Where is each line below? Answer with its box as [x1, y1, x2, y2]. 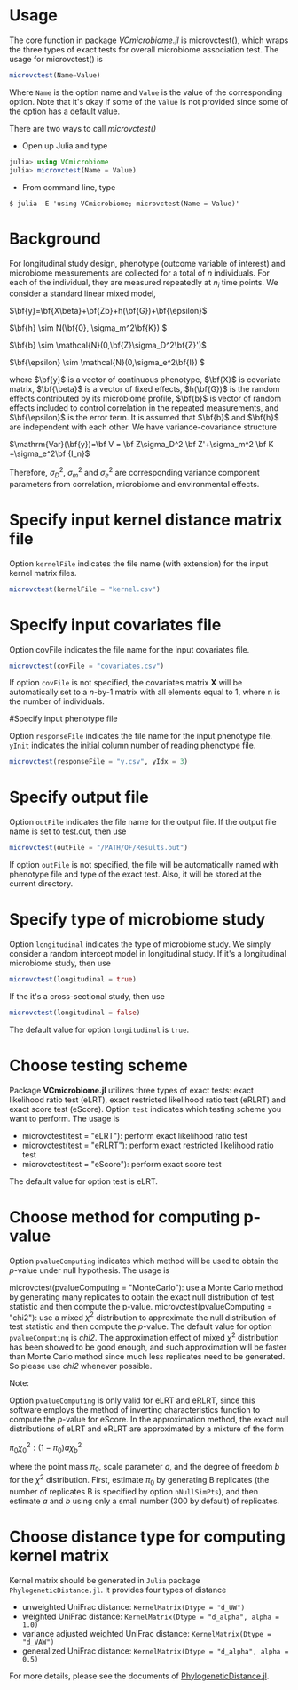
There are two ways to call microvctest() [9, 123, 157, 133]
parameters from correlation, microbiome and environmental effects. [9, 478, 260, 489]
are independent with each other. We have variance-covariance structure [9, 421, 278, 432]
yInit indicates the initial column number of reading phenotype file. [9, 740, 256, 751]
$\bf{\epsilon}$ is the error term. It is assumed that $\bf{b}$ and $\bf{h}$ [9, 412, 279, 423]
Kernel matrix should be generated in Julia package [9, 1574, 200, 1585]
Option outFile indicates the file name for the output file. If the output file [9, 817, 277, 828]
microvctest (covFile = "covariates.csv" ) [9, 661, 165, 670]
